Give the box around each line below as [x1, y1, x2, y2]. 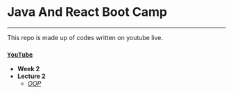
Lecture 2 [17, 72, 46, 80]
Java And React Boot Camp [7, 4, 168, 20]
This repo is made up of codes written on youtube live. [7, 33, 164, 41]
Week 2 [17, 65, 40, 73]
